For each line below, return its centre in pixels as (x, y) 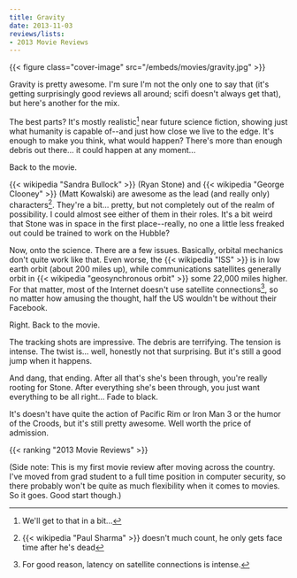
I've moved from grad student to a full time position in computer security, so (147, 477)
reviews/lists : (37, 34)
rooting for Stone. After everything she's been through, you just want (135, 388)
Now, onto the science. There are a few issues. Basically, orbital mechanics (146, 250)
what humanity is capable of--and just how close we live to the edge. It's (141, 131)
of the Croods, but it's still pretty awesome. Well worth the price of (130, 424)
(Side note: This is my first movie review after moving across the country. (142, 467)
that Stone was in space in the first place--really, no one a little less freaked (147, 223)
